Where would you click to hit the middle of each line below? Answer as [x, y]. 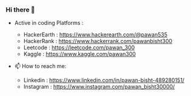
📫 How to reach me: [40, 66]
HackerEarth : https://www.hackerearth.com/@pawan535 [95, 35]
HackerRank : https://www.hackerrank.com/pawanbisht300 [98, 41]
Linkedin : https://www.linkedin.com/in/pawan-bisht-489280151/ [104, 80]
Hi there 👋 [21, 10]
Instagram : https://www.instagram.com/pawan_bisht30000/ [99, 87]
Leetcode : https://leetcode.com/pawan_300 [79, 47]
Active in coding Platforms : [49, 23]
